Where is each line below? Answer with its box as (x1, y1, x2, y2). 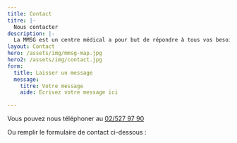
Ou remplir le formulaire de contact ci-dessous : (7, 128, 147, 137)
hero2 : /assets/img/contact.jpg (7, 56, 102, 63)
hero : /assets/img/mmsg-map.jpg (7, 50, 102, 57)
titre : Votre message (20, 82, 83, 89)
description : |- (7, 30, 55, 37)
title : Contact (7, 10, 52, 18)
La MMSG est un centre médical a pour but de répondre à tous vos (13, 37, 213, 44)
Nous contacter (13, 23, 59, 30)
